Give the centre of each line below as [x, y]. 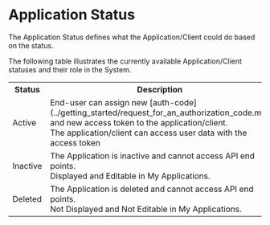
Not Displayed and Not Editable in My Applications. [146, 209]
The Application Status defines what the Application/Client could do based [132, 37]
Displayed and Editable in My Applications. [130, 176]
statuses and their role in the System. [70, 69]
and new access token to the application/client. [139, 122]
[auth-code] [173, 102]
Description [160, 89]
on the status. [31, 45]
